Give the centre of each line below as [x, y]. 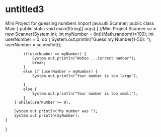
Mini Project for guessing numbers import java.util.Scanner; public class [80, 23]
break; [39, 62]
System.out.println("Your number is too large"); [85, 76]
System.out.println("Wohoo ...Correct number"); [84, 58]
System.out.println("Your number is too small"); [85, 93]
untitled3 [25, 9]
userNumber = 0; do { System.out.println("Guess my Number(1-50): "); [78, 39]
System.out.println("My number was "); [56, 111]
